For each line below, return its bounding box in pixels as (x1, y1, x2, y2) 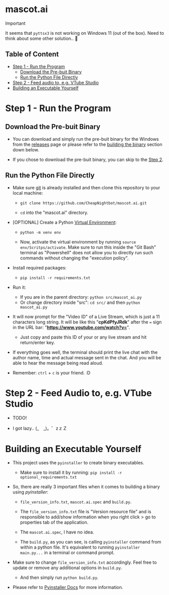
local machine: (12, 190, 43, 196)
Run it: (12, 284, 26, 290)
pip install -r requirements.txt (20, 275, 91, 281)
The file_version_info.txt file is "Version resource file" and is (20, 509, 151, 515)
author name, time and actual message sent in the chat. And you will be (12, 354, 161, 360)
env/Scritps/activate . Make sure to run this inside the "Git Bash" (20, 244, 156, 250)
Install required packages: (12, 264, 67, 271)
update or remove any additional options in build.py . (12, 565, 123, 571)
